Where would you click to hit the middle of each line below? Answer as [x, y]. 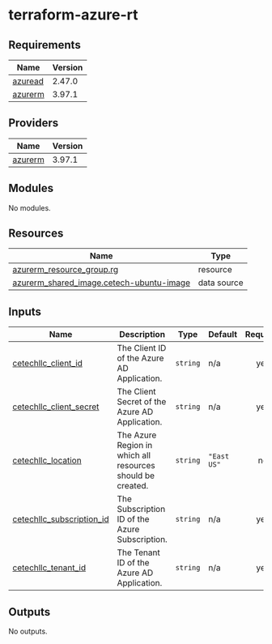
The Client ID [142, 348]
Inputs [25, 311]
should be [136, 476]
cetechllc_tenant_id [49, 568]
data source [221, 283]
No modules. [30, 207]
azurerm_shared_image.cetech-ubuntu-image [101, 283]
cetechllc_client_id [48, 364]
